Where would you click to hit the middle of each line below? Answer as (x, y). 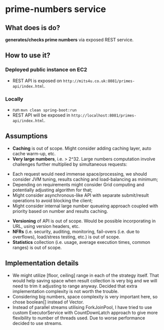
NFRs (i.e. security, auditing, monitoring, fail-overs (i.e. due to (76, 231)
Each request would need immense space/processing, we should (80, 174)
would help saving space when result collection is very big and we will (85, 280)
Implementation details (42, 263)
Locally (14, 99)
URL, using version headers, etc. (46, 226)
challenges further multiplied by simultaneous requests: (70, 164)
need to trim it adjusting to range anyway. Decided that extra (75, 286)
